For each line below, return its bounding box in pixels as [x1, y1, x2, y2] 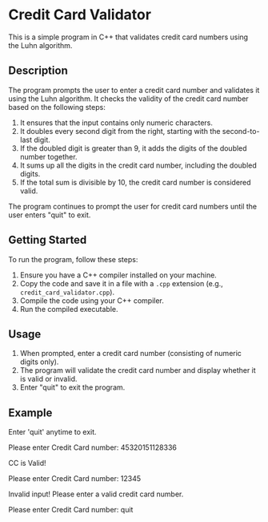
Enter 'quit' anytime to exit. [8, 427, 98, 437]
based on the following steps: [8, 102, 106, 111]
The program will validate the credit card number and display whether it [19, 366, 256, 375]
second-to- [222, 126, 260, 136]
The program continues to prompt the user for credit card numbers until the [8, 201, 258, 211]
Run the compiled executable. [19, 304, 118, 314]
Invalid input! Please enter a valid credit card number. [8, 489, 184, 499]
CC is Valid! [8, 459, 46, 468]
